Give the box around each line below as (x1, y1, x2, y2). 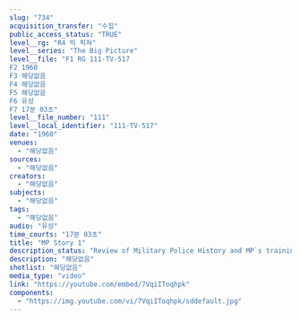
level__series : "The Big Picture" (9, 47, 139, 56)
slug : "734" (9, 13, 54, 22)
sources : (9, 154, 42, 164)
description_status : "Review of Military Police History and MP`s (9, 246, 262, 255)
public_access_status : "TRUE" (9, 30, 123, 39)
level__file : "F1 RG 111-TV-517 (9, 55, 130, 64)
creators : (9, 171, 47, 180)
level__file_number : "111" (9, 113, 110, 122)
